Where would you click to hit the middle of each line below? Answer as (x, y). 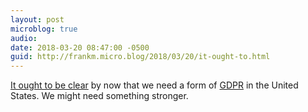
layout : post (37, 19)
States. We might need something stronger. (99, 96)
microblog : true (44, 29)
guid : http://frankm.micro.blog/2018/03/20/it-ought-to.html (140, 57)
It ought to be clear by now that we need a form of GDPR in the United (154, 85)
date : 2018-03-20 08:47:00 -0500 (80, 47)
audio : (24, 38)
